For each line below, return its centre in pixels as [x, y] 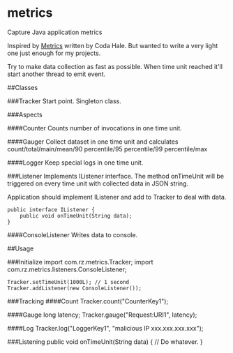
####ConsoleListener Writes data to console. [73, 234]
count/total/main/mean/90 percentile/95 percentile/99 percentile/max [107, 149]
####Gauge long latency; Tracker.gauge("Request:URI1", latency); [102, 315]
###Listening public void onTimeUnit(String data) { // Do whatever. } [105, 341]
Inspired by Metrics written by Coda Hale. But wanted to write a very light [113, 45]
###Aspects [25, 114]
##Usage [21, 248]
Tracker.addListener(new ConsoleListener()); [74, 288]
